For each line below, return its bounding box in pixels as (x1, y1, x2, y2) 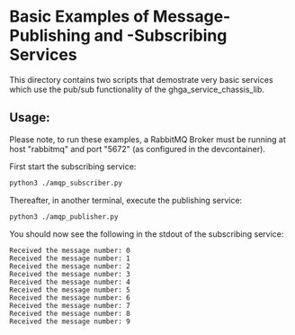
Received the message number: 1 (9, 254, 130, 263)
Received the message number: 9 (9, 317, 130, 326)
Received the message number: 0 (9, 246, 130, 255)
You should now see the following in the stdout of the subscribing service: (9, 228, 284, 240)
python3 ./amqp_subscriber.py (9, 178, 123, 187)
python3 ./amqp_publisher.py (9, 212, 119, 222)
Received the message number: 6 (9, 293, 130, 303)
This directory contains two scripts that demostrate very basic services (9, 74, 273, 85)
